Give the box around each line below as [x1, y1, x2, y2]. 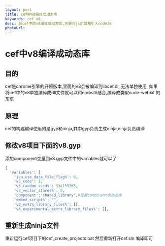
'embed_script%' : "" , [14, 197, 58, 202]
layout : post [5, 7, 32, 12]
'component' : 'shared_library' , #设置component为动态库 [14, 193, 122, 198]
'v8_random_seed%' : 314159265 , [14, 183, 78, 189]
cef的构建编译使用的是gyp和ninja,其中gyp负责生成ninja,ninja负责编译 [5, 125, 145, 131]
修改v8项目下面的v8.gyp [5, 141, 81, 150]
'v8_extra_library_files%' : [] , [14, 202, 80, 207]
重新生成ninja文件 [5, 221, 60, 230]
